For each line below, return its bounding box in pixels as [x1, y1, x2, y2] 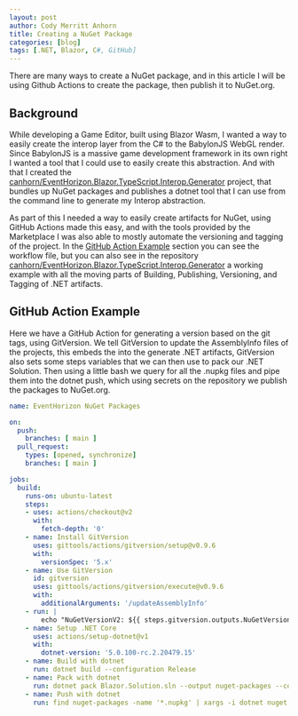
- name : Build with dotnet [25, 656, 125, 666]
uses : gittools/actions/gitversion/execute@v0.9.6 [32, 583, 224, 592]
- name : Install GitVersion [25, 533, 129, 542]
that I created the [9, 166, 73, 178]
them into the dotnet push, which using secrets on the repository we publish [9, 375, 288, 386]
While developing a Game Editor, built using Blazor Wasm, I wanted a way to [9, 129, 287, 139]
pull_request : [17, 442, 69, 451]
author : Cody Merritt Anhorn [9, 21, 117, 30]
